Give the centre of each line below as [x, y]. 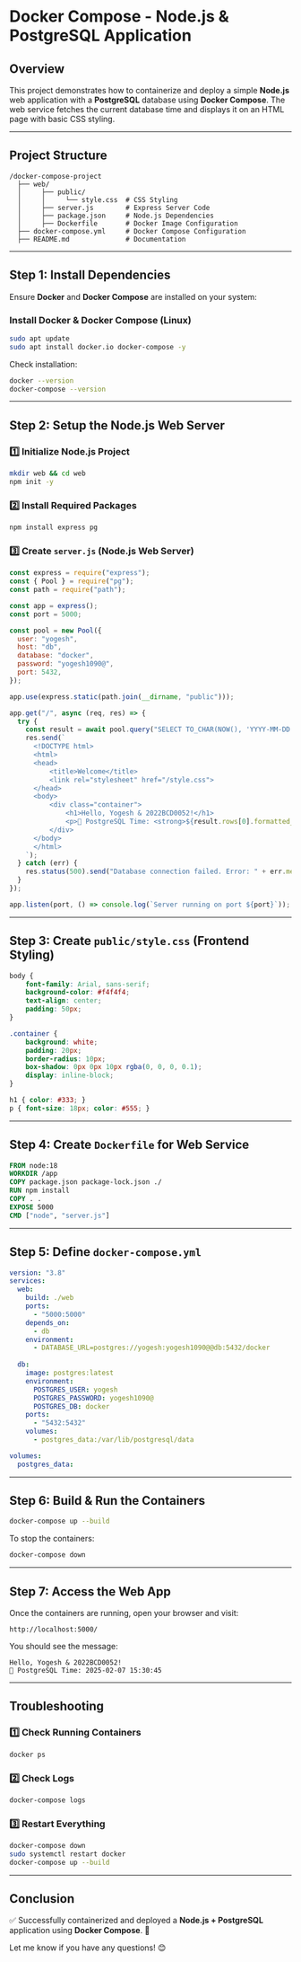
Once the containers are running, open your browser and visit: [124, 1613]
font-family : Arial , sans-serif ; [88, 984]
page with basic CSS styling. [62, 119]
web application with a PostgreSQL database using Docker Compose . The [147, 100]
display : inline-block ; [70, 1075]
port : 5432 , [40, 672]
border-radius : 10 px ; [65, 1059]
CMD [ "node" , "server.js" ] [60, 1215]
